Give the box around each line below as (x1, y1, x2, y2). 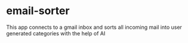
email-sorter (6, 4, 70, 18)
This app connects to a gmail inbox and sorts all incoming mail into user (6, 24, 182, 31)
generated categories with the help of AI (6, 29, 106, 37)
